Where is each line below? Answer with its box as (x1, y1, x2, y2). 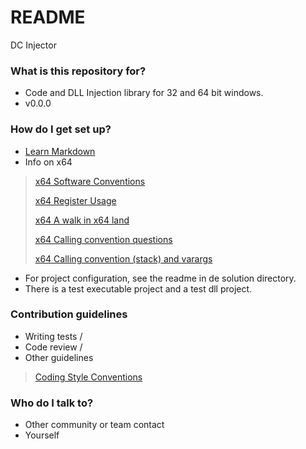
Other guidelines (24, 351, 94, 363)
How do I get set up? (10, 122, 112, 136)
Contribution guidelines (10, 307, 128, 321)
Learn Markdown (24, 145, 96, 157)
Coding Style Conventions (34, 371, 143, 383)
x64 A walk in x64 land (34, 214, 130, 226)
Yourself (24, 429, 60, 441)
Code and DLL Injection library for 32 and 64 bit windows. (24, 87, 264, 99)
